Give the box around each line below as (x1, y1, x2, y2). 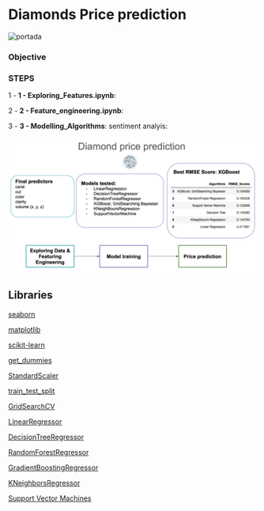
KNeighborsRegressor (8, 478, 81, 487)
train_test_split (8, 386, 55, 396)
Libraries (8, 289, 53, 302)
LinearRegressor (8, 417, 62, 426)
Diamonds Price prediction (8, 6, 187, 24)
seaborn (8, 309, 36, 319)
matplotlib (8, 324, 41, 334)
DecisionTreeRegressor (8, 432, 85, 441)
